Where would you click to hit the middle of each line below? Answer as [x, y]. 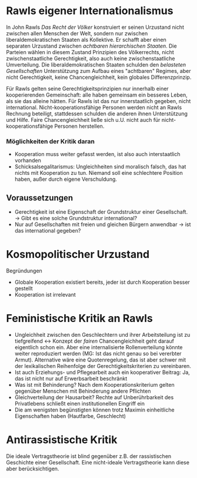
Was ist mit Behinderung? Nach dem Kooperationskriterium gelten [94, 384]
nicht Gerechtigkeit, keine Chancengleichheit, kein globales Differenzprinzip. [99, 77]
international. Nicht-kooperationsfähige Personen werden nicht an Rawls [94, 107]
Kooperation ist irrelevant [45, 294]
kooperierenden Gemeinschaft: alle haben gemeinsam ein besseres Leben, [97, 95]
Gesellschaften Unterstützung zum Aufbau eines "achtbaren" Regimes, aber [98, 71]
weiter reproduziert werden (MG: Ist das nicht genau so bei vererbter [98, 353]
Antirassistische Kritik [62, 440]
